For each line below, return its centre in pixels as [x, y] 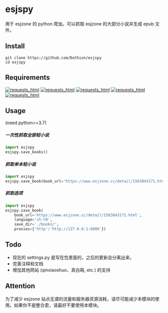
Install [15, 46]
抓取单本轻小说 [20, 164]
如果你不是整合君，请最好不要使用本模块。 [57, 305]
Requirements [27, 78]
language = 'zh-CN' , [33, 220]
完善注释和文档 [28, 264]
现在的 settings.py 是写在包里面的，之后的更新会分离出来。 [73, 257]
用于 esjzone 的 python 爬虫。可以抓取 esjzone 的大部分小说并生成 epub [79, 24]
